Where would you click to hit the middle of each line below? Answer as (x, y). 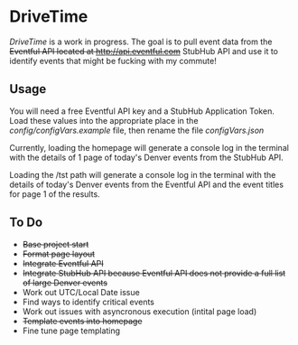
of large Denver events (65, 283)
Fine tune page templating (71, 331)
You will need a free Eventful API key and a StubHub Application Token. (142, 111)
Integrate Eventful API (63, 263)
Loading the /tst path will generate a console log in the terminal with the (143, 174)
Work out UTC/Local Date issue (81, 292)
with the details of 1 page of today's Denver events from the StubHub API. (147, 157)
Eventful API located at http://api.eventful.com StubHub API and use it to (144, 51)
